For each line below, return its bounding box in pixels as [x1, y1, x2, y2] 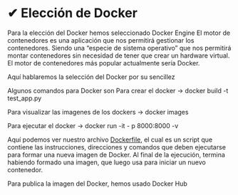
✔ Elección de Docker [7, 5, 138, 21]
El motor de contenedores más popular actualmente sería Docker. [7, 58, 200, 67]
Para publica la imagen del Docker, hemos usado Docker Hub [7, 179, 187, 188]
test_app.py [7, 94, 42, 102]
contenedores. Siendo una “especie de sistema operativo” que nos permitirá [7, 43, 232, 52]
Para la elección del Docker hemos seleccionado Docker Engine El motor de [7, 28, 230, 37]
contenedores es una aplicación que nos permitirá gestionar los [7, 36, 195, 44]
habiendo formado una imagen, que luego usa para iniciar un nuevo [7, 158, 207, 167]
